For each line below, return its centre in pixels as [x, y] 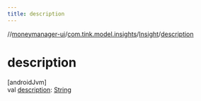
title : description [36, 14]
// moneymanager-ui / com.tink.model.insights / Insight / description [100, 34]
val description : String [40, 90]
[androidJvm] [27, 82]
